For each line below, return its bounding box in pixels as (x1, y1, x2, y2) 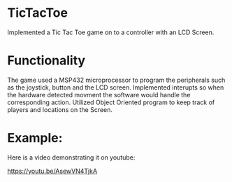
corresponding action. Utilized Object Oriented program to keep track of (7, 98, 215, 106)
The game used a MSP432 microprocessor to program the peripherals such (7, 76, 226, 84)
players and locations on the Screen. (7, 105, 113, 113)
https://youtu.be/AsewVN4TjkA (7, 167, 98, 175)
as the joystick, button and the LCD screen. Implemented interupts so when (7, 83, 224, 92)
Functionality (7, 52, 86, 69)
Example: (7, 130, 63, 146)
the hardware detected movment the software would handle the (7, 90, 191, 99)
